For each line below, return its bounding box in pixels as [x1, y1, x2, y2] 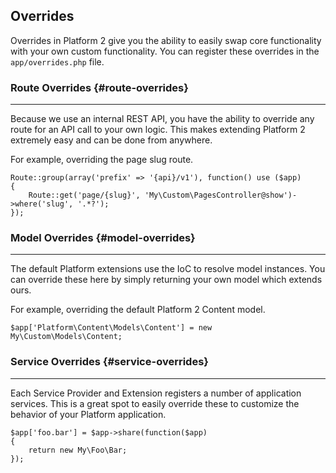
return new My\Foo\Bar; [28, 445, 128, 455]
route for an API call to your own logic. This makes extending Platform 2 [10, 124, 306, 136]
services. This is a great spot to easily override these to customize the [10, 397, 300, 409]
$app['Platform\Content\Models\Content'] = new [10, 323, 213, 333]
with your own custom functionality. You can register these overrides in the [10, 45, 320, 57]
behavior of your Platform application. [10, 408, 167, 420]
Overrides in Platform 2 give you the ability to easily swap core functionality [10, 34, 322, 46]
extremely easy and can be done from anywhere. [10, 134, 213, 146]
